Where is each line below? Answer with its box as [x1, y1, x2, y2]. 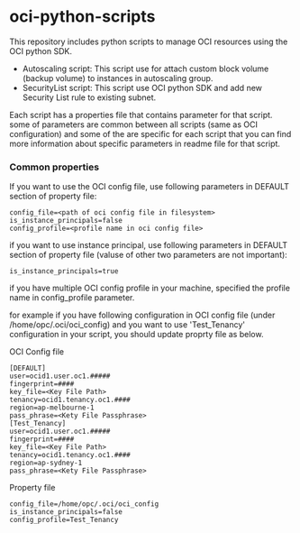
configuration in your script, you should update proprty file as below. [9, 329, 264, 340]
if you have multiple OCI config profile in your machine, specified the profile [9, 282, 291, 294]
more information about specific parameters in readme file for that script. [9, 138, 281, 149]
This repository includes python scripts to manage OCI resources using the [9, 36, 288, 47]
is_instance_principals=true [9, 267, 119, 276]
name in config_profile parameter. [9, 292, 135, 303]
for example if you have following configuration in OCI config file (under [9, 309, 276, 321]
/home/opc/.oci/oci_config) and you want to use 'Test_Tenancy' [9, 319, 246, 330]
